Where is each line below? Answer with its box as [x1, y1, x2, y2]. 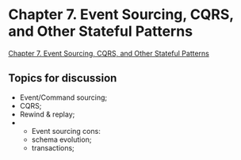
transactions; [31, 143, 75, 152]
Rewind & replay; [19, 109, 75, 119]
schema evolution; [31, 135, 92, 144]
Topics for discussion [8, 71, 117, 85]
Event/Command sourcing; [19, 93, 108, 102]
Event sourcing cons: [31, 126, 101, 135]
